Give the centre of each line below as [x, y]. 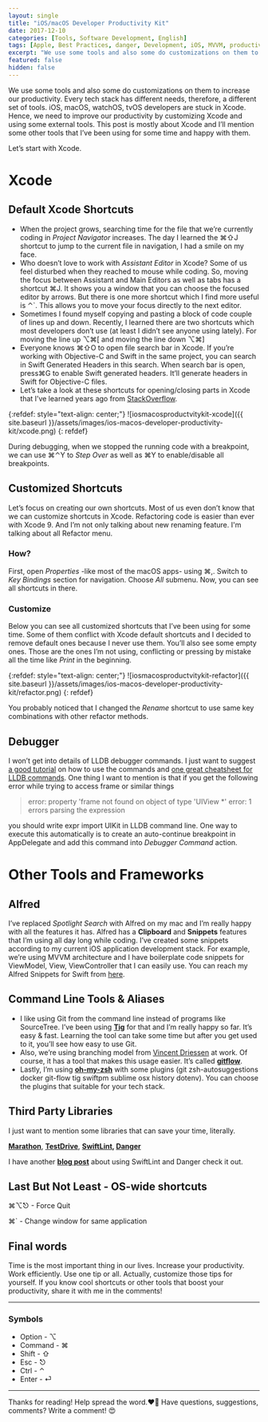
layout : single [33, 16]
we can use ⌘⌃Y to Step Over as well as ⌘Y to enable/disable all [116, 455]
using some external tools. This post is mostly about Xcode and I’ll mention [131, 124]
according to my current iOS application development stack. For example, [129, 948]
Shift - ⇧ [35, 1353]
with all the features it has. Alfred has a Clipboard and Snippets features [128, 931]
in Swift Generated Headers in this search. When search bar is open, [132, 365]
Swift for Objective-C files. [63, 381]
